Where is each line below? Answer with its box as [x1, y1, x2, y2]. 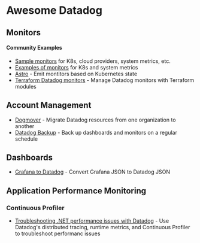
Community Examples [6, 44, 63, 51]
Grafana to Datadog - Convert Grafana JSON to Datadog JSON [14, 168, 171, 175]
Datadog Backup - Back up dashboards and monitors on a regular [14, 129, 178, 136]
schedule [14, 135, 38, 142]
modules [14, 83, 37, 90]
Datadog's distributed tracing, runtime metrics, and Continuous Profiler [14, 224, 190, 231]
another [14, 122, 35, 129]
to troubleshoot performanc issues [14, 230, 101, 237]
